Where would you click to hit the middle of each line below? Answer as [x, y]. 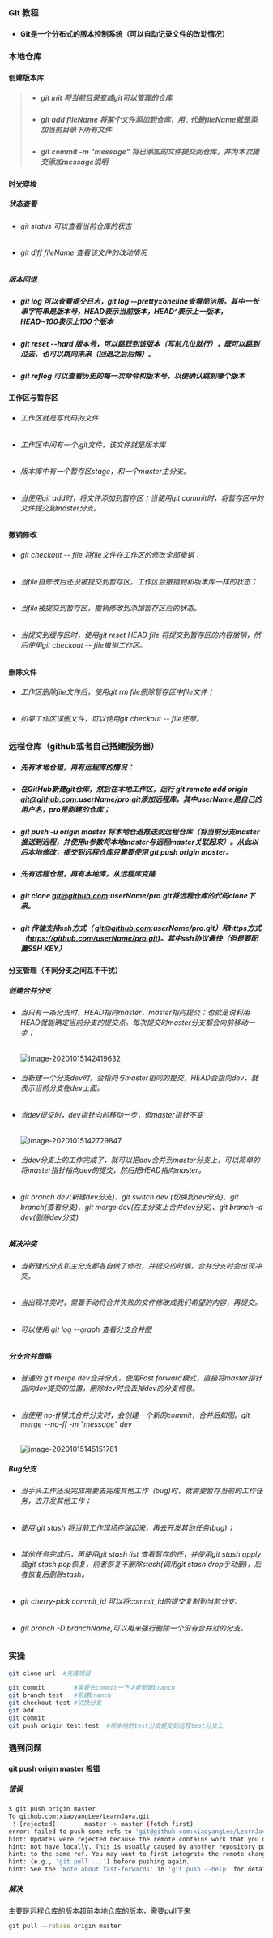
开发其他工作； [66, 1501]
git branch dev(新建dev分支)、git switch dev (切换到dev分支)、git [129, 1197]
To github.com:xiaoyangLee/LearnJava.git [79, 1817]
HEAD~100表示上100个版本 [66, 321]
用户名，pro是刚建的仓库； [65, 810]
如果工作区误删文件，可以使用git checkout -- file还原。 [112, 718]
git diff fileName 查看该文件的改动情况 [83, 252]
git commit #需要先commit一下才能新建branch [92, 1688]
